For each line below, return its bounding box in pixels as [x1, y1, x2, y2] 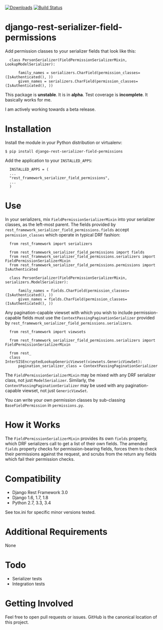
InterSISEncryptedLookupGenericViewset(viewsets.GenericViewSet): [5, 359, 143, 364]
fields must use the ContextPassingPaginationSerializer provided [22, 315, 155, 320]
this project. [5, 619, 29, 625]
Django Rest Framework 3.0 [12, 489, 68, 495]
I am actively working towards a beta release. [5, 106, 96, 112]
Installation [5, 123, 52, 135]
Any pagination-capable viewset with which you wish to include [5, 310, 133, 315]
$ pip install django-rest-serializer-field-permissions [5, 149, 123, 154]
